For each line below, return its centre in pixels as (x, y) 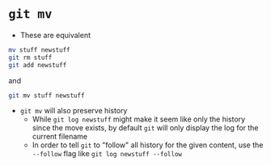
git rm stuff (30, 57)
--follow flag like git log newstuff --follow (107, 154)
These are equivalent (55, 35)
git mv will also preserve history (74, 111)
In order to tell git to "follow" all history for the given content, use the (148, 145)
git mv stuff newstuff (47, 96)
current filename (60, 137)
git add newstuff (38, 65)
